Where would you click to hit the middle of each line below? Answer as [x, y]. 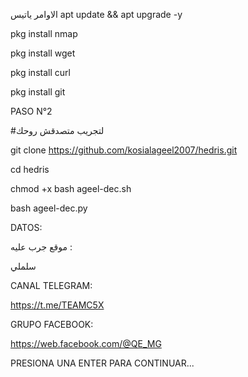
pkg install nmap [44, 33]
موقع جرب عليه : [41, 247]
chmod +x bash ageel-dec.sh [71, 188]
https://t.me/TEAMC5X [57, 305]
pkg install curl [40, 72]
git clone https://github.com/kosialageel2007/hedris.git [124, 150]
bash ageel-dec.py [49, 208]
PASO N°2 [31, 111]
